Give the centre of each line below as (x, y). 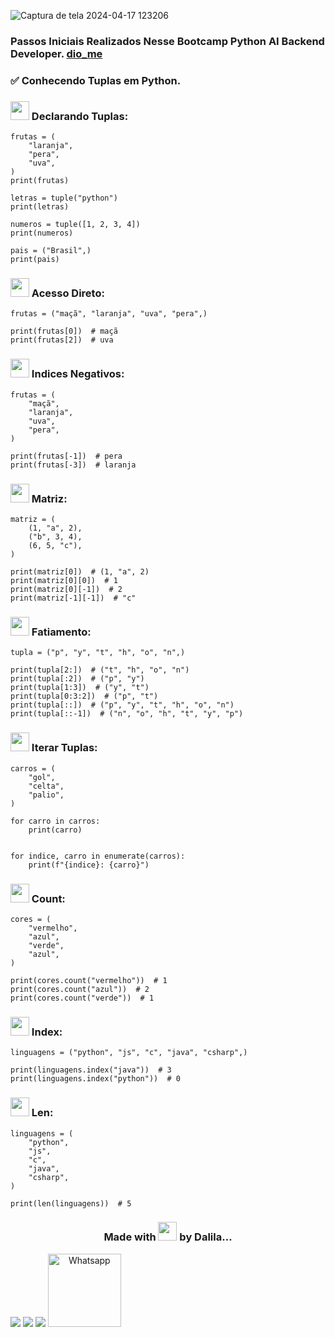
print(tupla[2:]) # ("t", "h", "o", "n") (100, 670)
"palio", (46, 795)
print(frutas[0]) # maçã (64, 331)
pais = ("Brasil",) (51, 251)
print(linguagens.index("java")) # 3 (91, 1070)
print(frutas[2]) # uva (62, 340)
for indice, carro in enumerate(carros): (98, 856)
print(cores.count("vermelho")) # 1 (89, 980)
